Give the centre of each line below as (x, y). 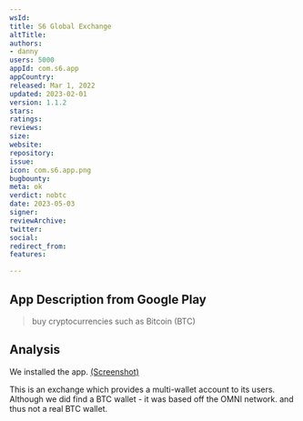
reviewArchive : (38, 221)
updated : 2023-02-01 (49, 94)
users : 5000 (32, 60)
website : (26, 145)
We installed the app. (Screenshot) (74, 371)
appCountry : (32, 77)
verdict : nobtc (38, 195)
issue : (22, 161)
